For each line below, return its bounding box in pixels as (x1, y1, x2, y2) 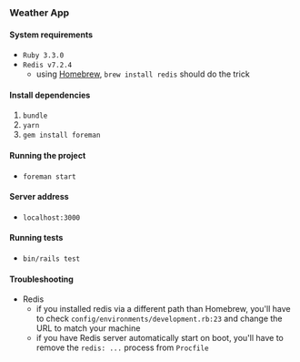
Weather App (9, 6, 70, 19)
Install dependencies (9, 89, 91, 100)
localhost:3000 (22, 212, 81, 222)
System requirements (9, 29, 94, 40)
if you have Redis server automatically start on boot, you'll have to (35, 333, 284, 344)
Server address (9, 191, 70, 202)
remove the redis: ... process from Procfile (35, 342, 209, 353)
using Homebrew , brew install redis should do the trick (35, 68, 250, 79)
